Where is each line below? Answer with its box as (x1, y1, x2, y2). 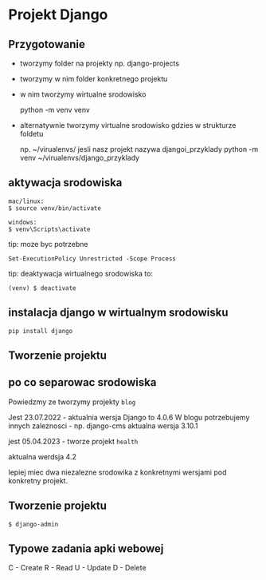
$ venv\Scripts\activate (8, 225, 91, 233)
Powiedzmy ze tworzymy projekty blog (8, 397, 136, 407)
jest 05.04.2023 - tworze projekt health (8, 436, 139, 446)
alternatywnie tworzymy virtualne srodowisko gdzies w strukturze (19, 121, 237, 129)
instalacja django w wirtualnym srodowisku (8, 306, 229, 320)
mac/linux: (8, 197, 45, 205)
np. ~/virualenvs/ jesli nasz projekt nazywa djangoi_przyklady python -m (19, 145, 259, 153)
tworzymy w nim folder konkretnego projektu (19, 74, 168, 83)
